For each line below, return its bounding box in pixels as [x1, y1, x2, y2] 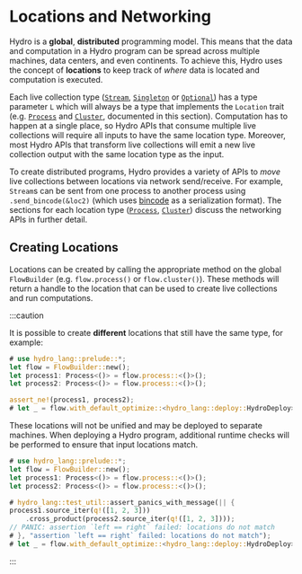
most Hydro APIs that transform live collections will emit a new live [9, 139, 256, 150]
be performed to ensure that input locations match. [9, 439, 199, 450]
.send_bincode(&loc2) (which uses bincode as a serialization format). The [9, 195, 282, 206]
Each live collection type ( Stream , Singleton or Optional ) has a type [9, 92, 258, 102]
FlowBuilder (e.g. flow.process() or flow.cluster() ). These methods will [9, 273, 280, 284]
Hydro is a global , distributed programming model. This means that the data [9, 36, 293, 47]
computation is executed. [9, 74, 103, 84]
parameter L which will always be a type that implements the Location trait [9, 101, 285, 111]
